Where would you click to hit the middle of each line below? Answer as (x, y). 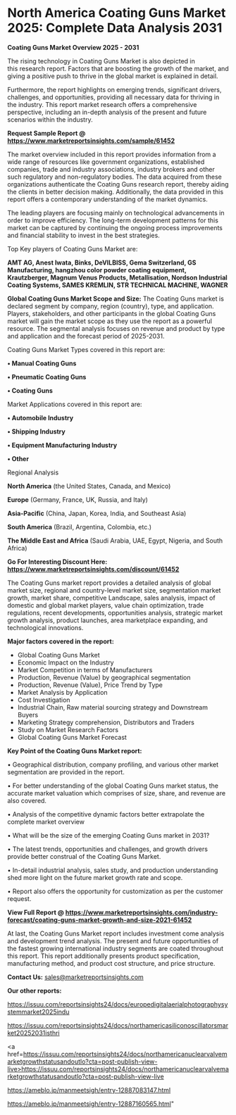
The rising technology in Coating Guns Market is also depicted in (101, 61)
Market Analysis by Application (62, 692)
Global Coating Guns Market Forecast (72, 737)
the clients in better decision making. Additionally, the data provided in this (116, 191)
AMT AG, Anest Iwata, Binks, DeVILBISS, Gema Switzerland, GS (102, 263)
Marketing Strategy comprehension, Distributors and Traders (106, 722)
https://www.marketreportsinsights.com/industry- (142, 912)
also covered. (27, 800)
